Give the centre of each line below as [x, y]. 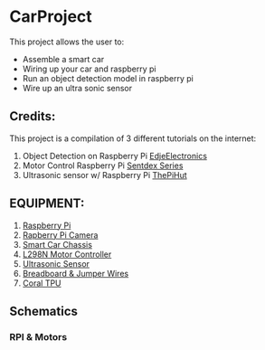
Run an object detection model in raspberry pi [108, 78]
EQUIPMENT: [47, 204]
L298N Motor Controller [67, 254]
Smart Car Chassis [57, 244]
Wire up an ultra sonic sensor [77, 88]
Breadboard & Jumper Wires [76, 273]
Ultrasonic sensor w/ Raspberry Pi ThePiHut [104, 175]
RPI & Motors [38, 336]
